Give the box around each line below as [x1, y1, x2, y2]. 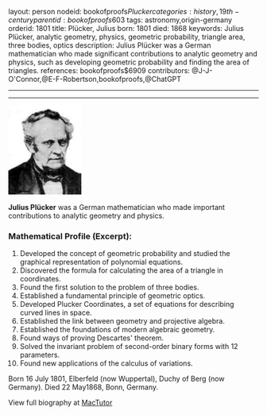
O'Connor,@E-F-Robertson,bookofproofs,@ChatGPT [8, 75, 181, 83]
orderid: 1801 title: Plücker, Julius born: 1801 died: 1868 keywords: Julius [8, 24, 244, 33]
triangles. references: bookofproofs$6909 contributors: [8, 66, 191, 75]
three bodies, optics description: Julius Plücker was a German [8, 41, 211, 50]
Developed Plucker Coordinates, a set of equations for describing [19, 300, 234, 309]
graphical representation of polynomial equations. [19, 258, 184, 267]
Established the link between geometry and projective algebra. [19, 316, 225, 326]
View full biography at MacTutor [8, 398, 113, 408]
